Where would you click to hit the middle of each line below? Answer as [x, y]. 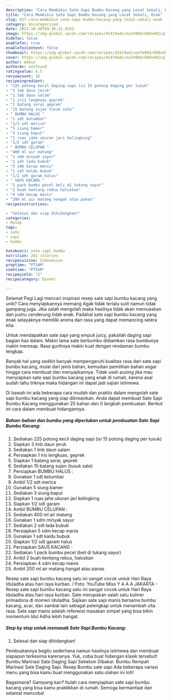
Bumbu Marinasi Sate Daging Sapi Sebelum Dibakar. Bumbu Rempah [77, 661]
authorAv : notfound [26, 67]
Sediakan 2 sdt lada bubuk [41, 525]
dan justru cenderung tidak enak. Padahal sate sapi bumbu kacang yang [81, 314]
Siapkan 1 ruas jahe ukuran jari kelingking [56, 498]
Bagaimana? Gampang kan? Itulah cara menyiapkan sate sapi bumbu [78, 682]
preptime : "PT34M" [25, 265]
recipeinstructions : [28, 204]
